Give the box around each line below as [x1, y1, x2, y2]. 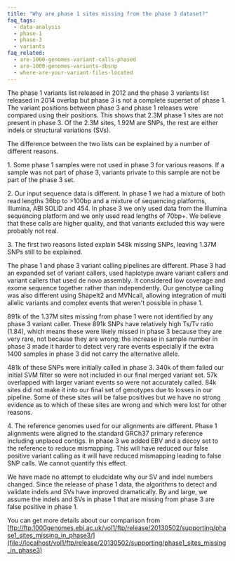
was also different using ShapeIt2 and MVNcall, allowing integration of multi [7, 291, 227, 299]
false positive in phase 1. [7, 502, 79, 510]
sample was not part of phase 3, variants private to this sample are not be [7, 168, 220, 176]
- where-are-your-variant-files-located [13, 69, 133, 76]
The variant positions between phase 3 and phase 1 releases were [7, 103, 199, 112]
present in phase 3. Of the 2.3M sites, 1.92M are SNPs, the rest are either [7, 118, 219, 127]
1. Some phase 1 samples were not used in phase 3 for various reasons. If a [7, 160, 224, 169]
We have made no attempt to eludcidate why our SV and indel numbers [7, 472, 213, 481]
